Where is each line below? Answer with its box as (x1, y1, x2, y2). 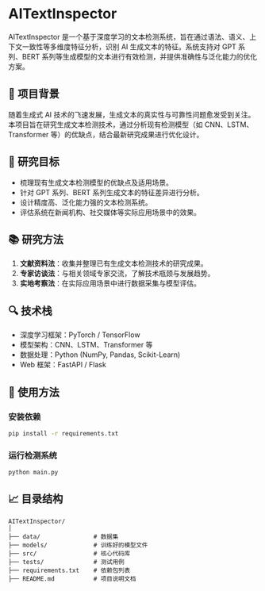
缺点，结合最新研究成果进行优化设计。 (78, 129, 204, 139)
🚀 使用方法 (8, 386, 60, 399)
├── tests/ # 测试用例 (8, 558, 125, 566)
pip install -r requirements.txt (8, 429, 119, 437)
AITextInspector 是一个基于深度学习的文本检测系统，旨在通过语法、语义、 (8, 32, 250, 41)
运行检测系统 (8, 450, 58, 461)
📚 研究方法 (8, 232, 64, 246)
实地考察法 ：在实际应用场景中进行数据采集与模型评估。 (19, 278, 201, 288)
